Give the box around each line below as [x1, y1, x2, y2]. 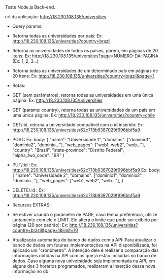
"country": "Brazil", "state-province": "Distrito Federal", [12, 147, 124, 153]
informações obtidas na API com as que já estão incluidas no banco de [12, 253, 157, 258]
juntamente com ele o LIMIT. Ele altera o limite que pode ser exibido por [12, 217, 159, 223]
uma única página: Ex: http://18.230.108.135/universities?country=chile [12, 112, 155, 118]
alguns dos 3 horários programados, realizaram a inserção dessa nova [12, 263, 156, 269]
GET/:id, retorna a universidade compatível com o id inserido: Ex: [12, 122, 144, 127]
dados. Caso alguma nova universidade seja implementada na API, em [12, 258, 155, 264]
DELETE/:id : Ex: [12, 187, 45, 193]
